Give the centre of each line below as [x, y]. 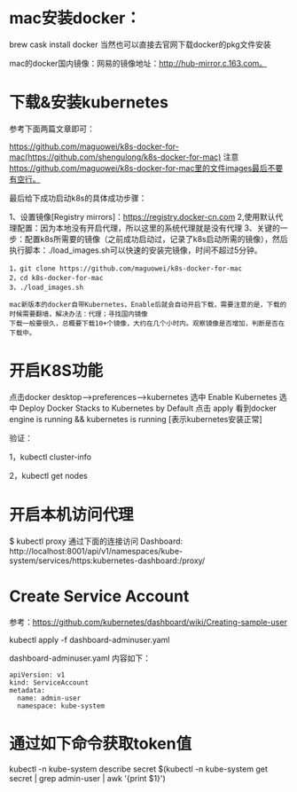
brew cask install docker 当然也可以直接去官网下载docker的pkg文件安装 [141, 44]
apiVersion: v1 [37, 675]
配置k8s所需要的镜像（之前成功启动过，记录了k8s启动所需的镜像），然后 [156, 239]
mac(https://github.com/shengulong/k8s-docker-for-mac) [115, 157]
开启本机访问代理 [72, 514]
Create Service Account [99, 596]
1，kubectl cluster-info [50, 457]
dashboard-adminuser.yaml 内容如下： [80, 658]
